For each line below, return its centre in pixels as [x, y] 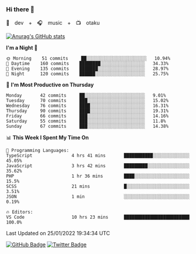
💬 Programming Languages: [37, 151]
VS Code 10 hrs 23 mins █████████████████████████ [98, 217]
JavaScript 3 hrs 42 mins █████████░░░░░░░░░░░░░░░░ [98, 166]
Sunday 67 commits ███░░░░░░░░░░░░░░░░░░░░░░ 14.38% [87, 126]
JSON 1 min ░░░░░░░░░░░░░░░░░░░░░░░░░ [98, 197]
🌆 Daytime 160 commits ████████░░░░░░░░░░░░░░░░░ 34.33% [87, 64]
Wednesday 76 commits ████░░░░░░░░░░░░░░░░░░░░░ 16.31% [87, 106]
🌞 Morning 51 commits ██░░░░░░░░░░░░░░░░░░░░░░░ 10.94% [88, 59]
